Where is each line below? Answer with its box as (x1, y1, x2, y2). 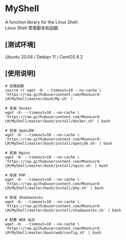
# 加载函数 (5, 84, 24, 88)
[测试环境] (5, 41, 36, 49)
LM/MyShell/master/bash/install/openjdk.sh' (5, 141, 97, 146)
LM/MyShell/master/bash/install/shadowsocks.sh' (5, 208, 106, 213)
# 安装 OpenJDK (5, 128, 35, 133)
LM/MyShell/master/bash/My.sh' (5, 96, 69, 101)
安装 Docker (9, 106, 33, 110)
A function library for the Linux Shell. (5, 19, 79, 25)
